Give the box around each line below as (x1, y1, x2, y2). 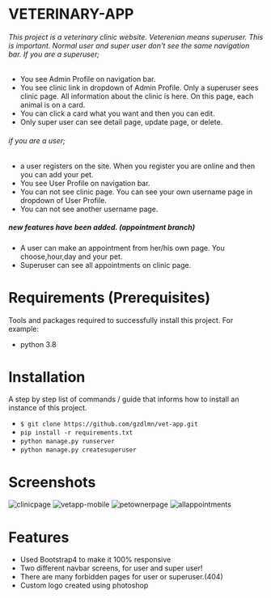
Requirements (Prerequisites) (8, 288, 211, 307)
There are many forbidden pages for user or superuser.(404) (19, 572, 224, 582)
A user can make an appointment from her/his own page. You (19, 243, 225, 252)
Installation (8, 367, 86, 386)
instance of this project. (8, 403, 87, 413)
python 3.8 (19, 339, 57, 349)
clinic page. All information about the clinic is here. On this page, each (19, 91, 254, 101)
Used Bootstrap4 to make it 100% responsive (19, 555, 171, 565)
